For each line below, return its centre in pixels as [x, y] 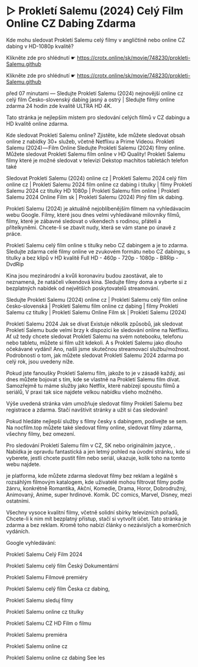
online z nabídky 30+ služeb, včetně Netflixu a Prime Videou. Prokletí [90, 141]
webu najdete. [24, 464]
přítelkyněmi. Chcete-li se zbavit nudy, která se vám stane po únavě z [91, 227]
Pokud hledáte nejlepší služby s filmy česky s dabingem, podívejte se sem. [97, 421]
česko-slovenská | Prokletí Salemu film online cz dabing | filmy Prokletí [92, 306]
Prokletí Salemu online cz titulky [45, 611]
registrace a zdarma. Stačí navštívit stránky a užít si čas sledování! [87, 410]
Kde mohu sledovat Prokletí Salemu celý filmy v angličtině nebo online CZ [95, 40]
